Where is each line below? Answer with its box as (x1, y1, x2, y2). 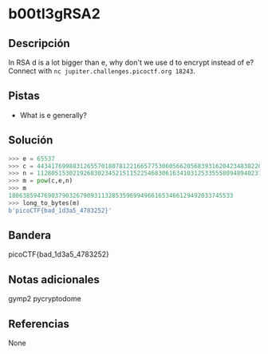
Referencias (8, 317, 70, 331)
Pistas (8, 89, 40, 103)
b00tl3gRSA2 (8, 5, 101, 23)
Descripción (8, 37, 70, 50)
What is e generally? (19, 110, 88, 120)
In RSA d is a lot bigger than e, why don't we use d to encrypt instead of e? (8, 57, 254, 67)
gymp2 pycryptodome (8, 294, 81, 304)
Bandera (8, 229, 52, 242)
